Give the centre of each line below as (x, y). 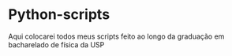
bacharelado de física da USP (56, 44)
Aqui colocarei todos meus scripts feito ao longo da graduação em (116, 36)
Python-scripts (59, 15)
